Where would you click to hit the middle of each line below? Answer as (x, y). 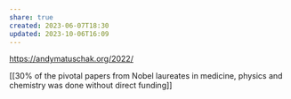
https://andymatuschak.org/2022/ (71, 59)
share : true (31, 17)
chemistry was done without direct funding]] (91, 86)
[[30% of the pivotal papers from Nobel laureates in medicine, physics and (146, 76)
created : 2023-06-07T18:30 (59, 26)
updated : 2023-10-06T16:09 (59, 34)
